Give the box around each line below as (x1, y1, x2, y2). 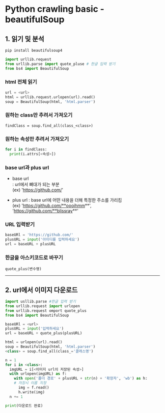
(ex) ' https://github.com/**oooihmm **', (12, 203, 92, 208)
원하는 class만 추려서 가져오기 (5, 112, 73, 118)
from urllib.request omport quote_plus (5, 308, 87, 313)
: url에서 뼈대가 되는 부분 (12, 181, 60, 187)
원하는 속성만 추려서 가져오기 (5, 135, 69, 142)
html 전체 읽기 (5, 79, 37, 86)
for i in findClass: (5, 147, 48, 152)
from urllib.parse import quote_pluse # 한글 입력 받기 (5, 61, 116, 66)
